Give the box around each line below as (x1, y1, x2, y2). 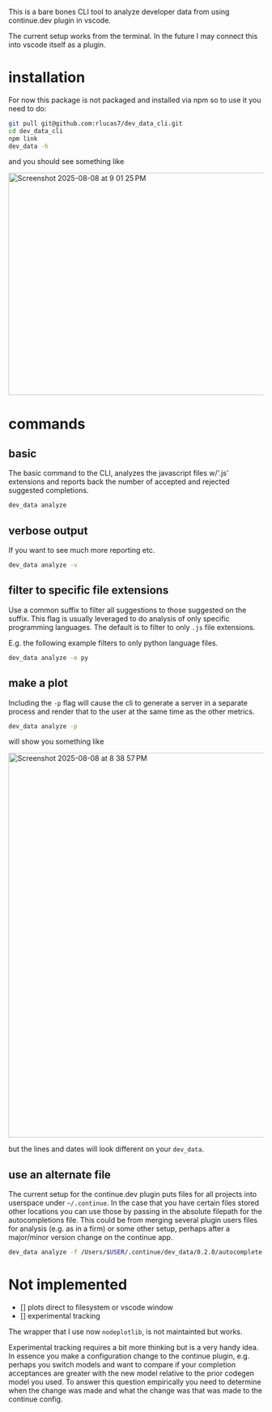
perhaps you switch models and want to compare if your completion (8, 1360, 236, 1369)
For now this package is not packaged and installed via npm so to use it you (8, 95, 261, 105)
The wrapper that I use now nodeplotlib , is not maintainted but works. (8, 1327, 243, 1336)
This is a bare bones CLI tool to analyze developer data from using (8, 7, 230, 16)
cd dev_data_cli (8, 127, 63, 135)
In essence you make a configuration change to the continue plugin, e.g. (8, 1351, 250, 1361)
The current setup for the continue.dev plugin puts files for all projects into (8, 1190, 257, 1199)
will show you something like (8, 736, 104, 746)
